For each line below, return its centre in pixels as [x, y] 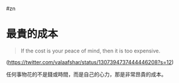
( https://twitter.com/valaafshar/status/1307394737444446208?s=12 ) [90, 62]
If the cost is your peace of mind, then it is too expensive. [90, 51]
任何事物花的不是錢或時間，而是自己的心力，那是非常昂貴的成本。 [86, 74]
